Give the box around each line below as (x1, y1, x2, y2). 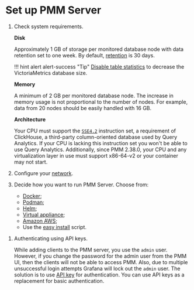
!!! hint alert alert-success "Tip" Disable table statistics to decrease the (13, 63, 185, 70)
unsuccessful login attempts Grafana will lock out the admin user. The (13, 265, 181, 272)
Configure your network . (13, 169, 74, 176)
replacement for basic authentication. (13, 277, 105, 284)
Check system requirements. (13, 23, 84, 30)
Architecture (13, 115, 46, 123)
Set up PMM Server (5, 4, 102, 17)
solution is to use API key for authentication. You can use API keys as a (13, 271, 185, 278)
